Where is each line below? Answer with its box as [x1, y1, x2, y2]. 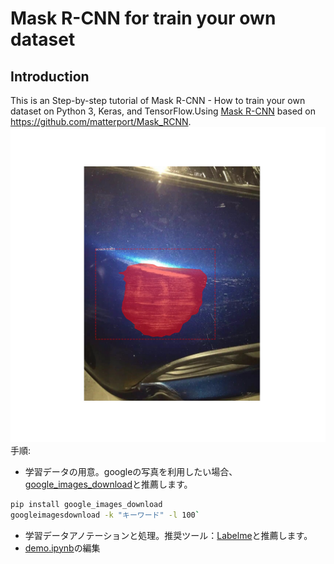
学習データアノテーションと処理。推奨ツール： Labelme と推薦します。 [24, 529, 313, 541]
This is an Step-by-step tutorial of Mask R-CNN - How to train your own [10, 95, 306, 106]
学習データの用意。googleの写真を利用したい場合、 [24, 466, 238, 477]
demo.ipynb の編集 [24, 542, 101, 554]
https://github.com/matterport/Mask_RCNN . [10, 116, 192, 127]
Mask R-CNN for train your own [10, 7, 277, 30]
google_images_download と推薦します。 [24, 478, 193, 490]
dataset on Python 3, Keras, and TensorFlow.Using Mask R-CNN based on [10, 105, 316, 117]
